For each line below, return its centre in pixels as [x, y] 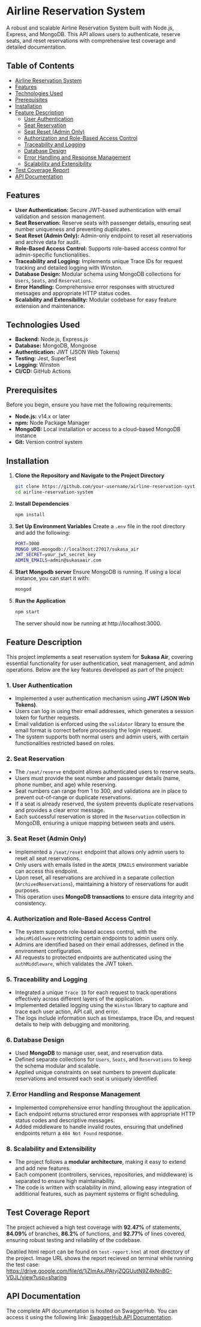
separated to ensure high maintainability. [65, 1181]
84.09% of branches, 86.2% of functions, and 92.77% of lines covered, [96, 1234]
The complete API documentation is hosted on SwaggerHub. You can [92, 1311]
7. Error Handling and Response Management [73, 1094]
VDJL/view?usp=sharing [37, 1277]
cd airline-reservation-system [54, 492]
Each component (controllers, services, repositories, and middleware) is [104, 1175]
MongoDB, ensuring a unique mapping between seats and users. [95, 823]
